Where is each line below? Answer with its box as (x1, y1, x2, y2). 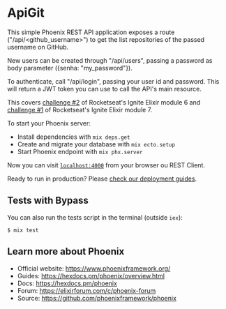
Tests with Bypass (7, 195, 89, 206)
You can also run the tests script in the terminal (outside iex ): (7, 213, 183, 221)
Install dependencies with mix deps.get (17, 133, 130, 141)
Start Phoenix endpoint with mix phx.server (17, 147, 143, 156)
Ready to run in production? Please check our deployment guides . (7, 174, 197, 183)
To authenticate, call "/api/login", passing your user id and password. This (7, 77, 220, 85)
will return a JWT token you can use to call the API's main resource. (7, 84, 202, 93)
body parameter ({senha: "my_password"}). (7, 63, 133, 72)
